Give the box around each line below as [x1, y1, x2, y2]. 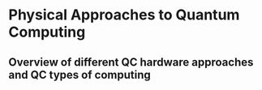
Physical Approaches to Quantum [8, 6, 240, 24]
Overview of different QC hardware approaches [8, 55, 254, 69]
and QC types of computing [8, 67, 152, 82]
